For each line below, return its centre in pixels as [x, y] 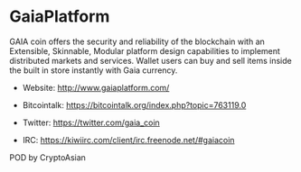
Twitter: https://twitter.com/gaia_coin [91, 122]
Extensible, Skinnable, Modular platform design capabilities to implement [145, 50]
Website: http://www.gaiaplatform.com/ [96, 87]
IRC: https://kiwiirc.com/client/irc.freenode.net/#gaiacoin [128, 140]
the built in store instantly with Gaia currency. [94, 70]
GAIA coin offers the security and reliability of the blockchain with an [137, 41]
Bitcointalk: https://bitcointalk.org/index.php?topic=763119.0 [134, 104]
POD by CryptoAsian [47, 157]
